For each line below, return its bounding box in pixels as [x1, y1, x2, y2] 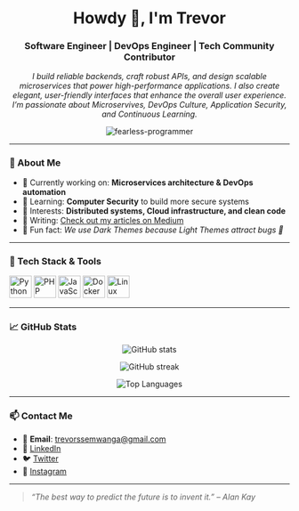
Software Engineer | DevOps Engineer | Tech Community [24, 40, 275, 53]
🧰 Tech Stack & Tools [9, 255, 102, 267]
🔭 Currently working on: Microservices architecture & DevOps [21, 177, 254, 188]
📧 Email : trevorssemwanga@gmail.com [21, 434, 166, 444]
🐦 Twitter [21, 453, 60, 464]
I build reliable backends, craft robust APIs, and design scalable [32, 71, 267, 82]
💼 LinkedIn [21, 442, 61, 453]
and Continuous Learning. [101, 109, 198, 119]
